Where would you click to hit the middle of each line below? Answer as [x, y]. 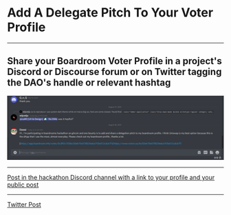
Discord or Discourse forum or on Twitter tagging [114, 72]
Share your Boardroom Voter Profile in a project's [114, 61]
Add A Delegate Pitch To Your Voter [110, 13]
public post [23, 185]
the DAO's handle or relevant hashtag [89, 83]
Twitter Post [24, 205]
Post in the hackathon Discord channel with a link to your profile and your [111, 178]
